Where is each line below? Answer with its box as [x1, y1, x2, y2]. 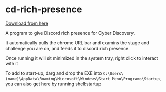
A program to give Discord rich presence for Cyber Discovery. [5, 30, 135, 36]
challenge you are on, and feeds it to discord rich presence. [5, 45, 130, 51]
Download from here [5, 20, 48, 26]
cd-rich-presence [5, 4, 82, 15]
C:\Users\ [103, 71, 124, 76]
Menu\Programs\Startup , [112, 75, 161, 81]
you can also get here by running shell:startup [5, 81, 102, 87]
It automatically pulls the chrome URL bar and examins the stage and [5, 39, 149, 46]
